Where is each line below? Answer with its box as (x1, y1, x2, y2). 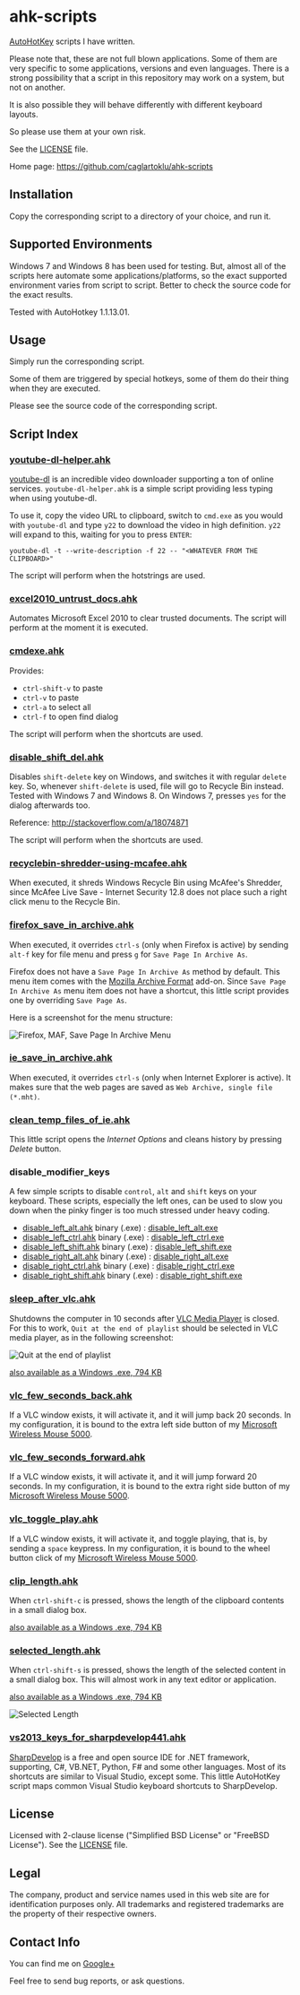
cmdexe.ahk (9, 645, 64, 657)
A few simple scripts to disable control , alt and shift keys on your (9, 1186, 257, 1197)
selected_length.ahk (9, 1644, 101, 1656)
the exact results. (9, 289, 73, 299)
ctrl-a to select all (21, 701, 91, 712)
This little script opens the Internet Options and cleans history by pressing (9, 1134, 282, 1145)
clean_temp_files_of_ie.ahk (9, 1114, 131, 1126)
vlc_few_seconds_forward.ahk (9, 1451, 146, 1463)
